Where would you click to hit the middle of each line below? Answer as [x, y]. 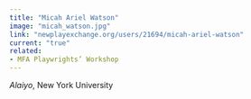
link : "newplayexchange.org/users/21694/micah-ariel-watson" [127, 34]
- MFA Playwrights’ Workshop [64, 59]
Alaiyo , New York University [61, 85]
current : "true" [40, 43]
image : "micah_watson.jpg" [60, 26]
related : [26, 51]
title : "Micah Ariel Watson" [64, 18]
